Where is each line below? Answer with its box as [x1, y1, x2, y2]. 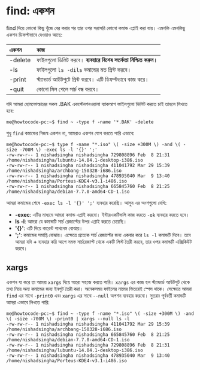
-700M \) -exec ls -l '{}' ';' [19, 147, 98, 153]
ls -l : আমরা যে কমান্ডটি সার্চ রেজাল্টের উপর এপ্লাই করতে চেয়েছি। [14, 217, 127, 225]
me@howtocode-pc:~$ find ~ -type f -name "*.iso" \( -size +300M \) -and [6, 310, 195, 317]
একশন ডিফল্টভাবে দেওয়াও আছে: [6, 31, 63, 38]
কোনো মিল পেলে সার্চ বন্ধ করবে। [37, 85, 99, 93]
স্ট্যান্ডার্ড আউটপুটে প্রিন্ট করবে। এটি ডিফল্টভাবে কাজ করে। [37, 75, 150, 83]
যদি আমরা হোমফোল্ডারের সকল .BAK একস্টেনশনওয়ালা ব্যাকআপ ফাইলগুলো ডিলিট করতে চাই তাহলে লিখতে [6, 100, 187, 107]
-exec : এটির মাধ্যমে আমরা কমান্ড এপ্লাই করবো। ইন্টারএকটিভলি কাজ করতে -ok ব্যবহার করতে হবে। [14, 211, 190, 218]
